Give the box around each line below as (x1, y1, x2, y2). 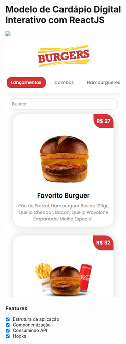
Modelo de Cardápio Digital (5, 4, 121, 15)
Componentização (12, 322, 51, 328)
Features (5, 305, 28, 312)
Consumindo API (12, 327, 48, 334)
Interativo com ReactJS (5, 14, 105, 26)
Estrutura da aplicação (12, 316, 59, 322)
